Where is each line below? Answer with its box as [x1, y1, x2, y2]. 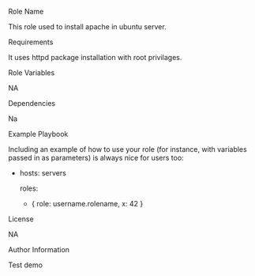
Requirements [8, 37, 54, 47]
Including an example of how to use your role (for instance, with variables [8, 145, 247, 153]
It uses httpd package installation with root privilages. [8, 53, 182, 62]
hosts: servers [19, 168, 67, 177]
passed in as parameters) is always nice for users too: [8, 153, 184, 162]
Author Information [8, 245, 69, 254]
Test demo [8, 260, 43, 270]
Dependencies [8, 99, 56, 108]
